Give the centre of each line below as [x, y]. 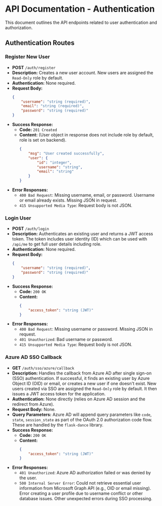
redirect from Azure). [33, 404]
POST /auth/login [31, 229]
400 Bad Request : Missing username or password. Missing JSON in [86, 329]
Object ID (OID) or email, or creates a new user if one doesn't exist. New [84, 383]
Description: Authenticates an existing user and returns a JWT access [82, 234]
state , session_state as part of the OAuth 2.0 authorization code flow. [82, 419]
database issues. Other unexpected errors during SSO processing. [86, 499]
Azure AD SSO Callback [33, 357]
